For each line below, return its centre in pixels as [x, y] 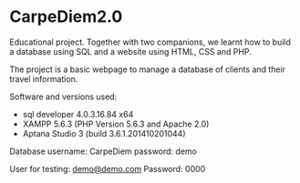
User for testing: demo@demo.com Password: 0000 [108, 168]
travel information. [44, 78]
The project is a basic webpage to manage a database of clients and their [147, 69]
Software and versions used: [63, 97]
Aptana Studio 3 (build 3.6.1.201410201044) [104, 133]
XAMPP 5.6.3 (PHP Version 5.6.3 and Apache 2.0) [116, 124]
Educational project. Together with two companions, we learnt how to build [150, 42]
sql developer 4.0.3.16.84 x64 [78, 114]
